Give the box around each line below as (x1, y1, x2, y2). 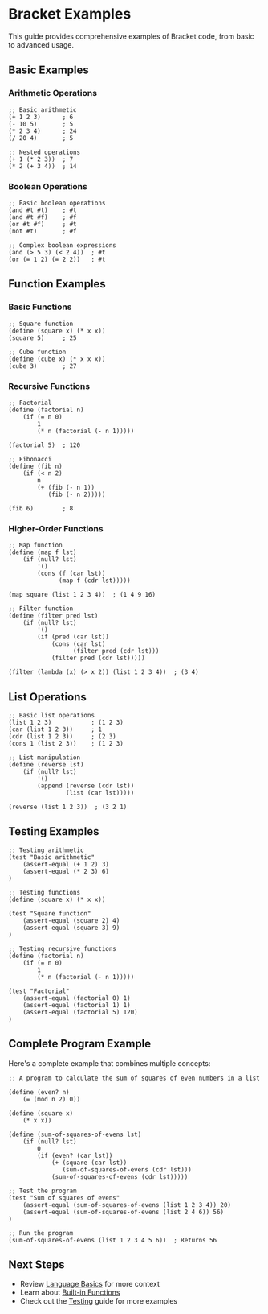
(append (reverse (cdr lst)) (37, 782, 135, 790)
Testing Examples (8, 824, 99, 838)
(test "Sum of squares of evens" (8, 1193, 120, 1202)
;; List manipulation (8, 754, 81, 762)
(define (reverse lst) (8, 761, 84, 769)
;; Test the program (8, 1187, 78, 1195)
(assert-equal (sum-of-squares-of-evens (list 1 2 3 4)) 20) (22, 1200, 231, 1209)
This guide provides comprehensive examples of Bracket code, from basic (8, 31, 254, 41)
